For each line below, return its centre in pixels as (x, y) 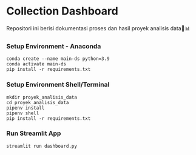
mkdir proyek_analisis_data (42, 97)
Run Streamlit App (34, 133)
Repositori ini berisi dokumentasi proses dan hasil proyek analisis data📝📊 (98, 28)
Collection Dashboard (62, 11)
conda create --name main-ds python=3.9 (58, 59)
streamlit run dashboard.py (42, 146)
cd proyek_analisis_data (38, 102)
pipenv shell (23, 113)
